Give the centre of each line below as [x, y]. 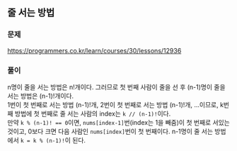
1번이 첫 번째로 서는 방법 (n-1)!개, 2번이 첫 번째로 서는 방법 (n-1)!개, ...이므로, [113, 104]
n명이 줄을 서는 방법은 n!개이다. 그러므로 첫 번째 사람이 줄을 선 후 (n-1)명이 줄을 [116, 86]
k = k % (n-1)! [42, 140]
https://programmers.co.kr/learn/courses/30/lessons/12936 [94, 50]
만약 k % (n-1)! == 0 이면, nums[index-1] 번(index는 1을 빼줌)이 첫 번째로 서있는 [118, 122]
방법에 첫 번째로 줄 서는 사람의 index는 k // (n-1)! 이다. [93, 113]
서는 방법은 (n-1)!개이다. [41, 96]
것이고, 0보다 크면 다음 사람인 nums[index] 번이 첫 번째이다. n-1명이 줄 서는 [110, 131]
